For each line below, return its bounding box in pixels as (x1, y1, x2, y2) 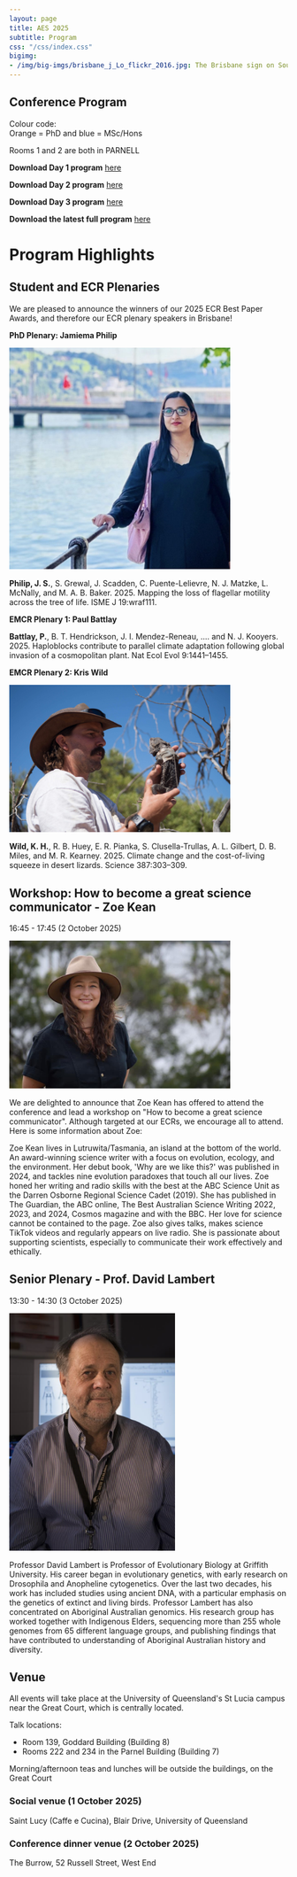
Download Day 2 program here (9, 179, 124, 190)
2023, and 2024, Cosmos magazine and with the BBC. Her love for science (9, 1208, 283, 1219)
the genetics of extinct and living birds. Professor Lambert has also (9, 1597, 254, 1608)
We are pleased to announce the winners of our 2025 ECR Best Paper (9, 303, 263, 314)
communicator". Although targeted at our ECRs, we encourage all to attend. (9, 1116, 285, 1127)
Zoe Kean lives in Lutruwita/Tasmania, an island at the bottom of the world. (9, 1143, 281, 1153)
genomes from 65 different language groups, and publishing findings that (9, 1625, 277, 1636)
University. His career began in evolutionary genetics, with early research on (9, 1569, 288, 1579)
